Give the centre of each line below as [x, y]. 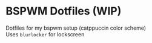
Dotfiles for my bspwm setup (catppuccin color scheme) [76, 28]
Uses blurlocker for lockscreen [45, 34]
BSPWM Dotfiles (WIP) [64, 11]
